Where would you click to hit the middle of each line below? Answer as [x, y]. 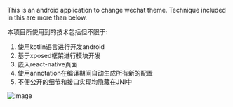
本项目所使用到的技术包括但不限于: [58, 32]
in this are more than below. [47, 17]
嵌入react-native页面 [47, 64]
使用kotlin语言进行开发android [61, 47]
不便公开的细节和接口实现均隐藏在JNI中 [75, 82]
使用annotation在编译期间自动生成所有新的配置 [85, 73]
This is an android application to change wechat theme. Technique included [117, 10]
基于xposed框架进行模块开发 [59, 56]
